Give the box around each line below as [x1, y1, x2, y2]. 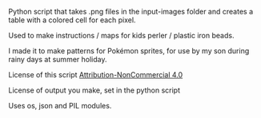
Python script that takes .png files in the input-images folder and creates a [8, 7, 254, 16]
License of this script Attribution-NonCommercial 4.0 [8, 70, 183, 79]
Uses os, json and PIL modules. [8, 101, 112, 110]
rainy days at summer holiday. [8, 55, 107, 64]
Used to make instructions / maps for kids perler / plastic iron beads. [8, 31, 235, 40]
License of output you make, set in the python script [8, 85, 180, 95]
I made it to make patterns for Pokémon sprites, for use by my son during [8, 46, 250, 55]
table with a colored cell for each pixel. [8, 15, 136, 25]
